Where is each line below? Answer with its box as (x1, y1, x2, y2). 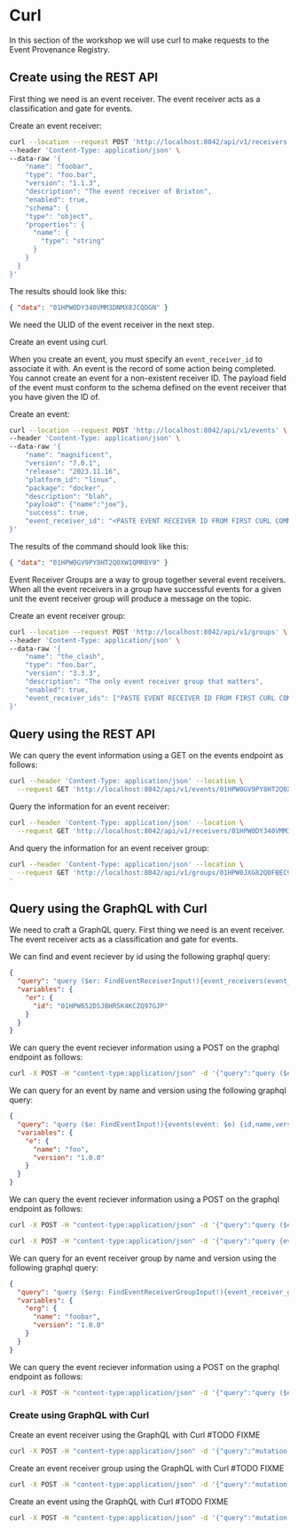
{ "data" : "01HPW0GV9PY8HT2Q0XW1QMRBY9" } (9, 557, 169, 567)
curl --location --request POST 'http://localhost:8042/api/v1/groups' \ (9, 628, 288, 637)
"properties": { (25, 220, 86, 229)
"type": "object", (25, 212, 93, 220)
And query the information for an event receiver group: (9, 842, 210, 854)
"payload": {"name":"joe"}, (25, 500, 129, 509)
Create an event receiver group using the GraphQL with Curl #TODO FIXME (9, 1463, 285, 1473)
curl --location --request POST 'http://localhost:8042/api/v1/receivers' (9, 137, 292, 147)
